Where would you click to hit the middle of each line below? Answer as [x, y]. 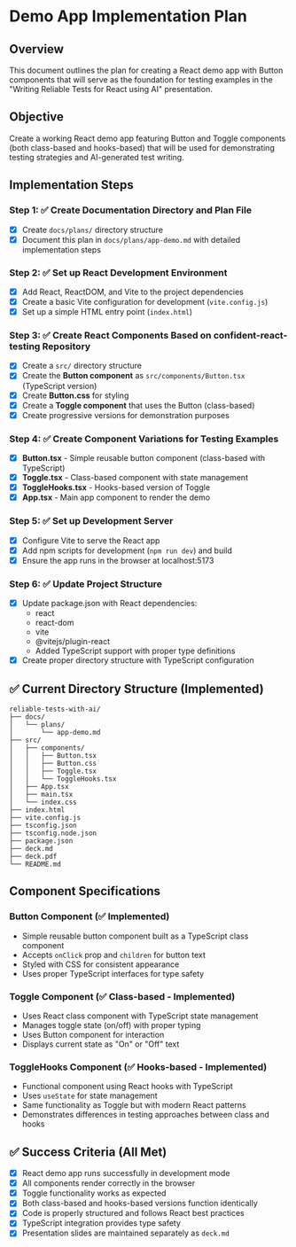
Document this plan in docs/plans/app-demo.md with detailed [131, 239]
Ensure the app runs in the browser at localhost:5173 [118, 560]
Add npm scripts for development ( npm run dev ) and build [127, 550]
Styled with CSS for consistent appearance [101, 964]
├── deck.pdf [33, 856]
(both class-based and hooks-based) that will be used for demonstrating [142, 147]
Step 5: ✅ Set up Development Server [91, 521]
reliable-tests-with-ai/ [55, 709]
